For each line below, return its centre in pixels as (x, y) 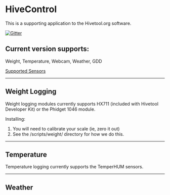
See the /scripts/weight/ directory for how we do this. (68, 134)
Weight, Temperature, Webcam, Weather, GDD (54, 61)
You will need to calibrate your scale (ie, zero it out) (66, 129)
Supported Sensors (26, 71)
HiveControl (31, 9)
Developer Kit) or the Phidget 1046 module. (50, 109)
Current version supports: (47, 49)
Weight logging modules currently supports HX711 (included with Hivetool (82, 104)
